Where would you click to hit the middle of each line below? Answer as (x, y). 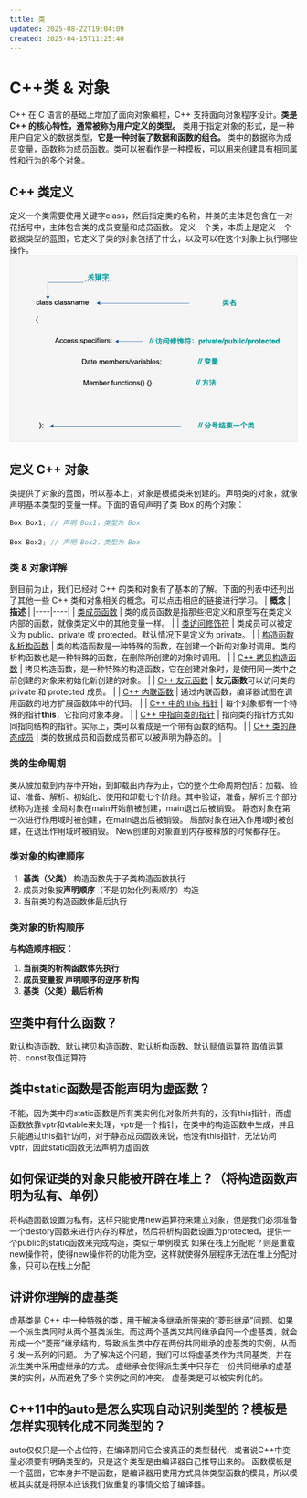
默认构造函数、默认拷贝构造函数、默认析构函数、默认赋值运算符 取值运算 (147, 1046)
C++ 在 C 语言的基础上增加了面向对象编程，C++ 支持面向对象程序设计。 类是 (153, 115)
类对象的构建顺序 (47, 857)
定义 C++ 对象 (49, 469)
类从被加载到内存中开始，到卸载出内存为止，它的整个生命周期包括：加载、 (149, 785)
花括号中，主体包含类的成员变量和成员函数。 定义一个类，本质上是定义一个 (151, 227)
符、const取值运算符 (48, 1057)
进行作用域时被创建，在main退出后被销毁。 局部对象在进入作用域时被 (155, 819)
